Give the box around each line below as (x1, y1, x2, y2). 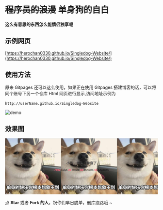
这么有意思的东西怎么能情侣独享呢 (5, 21, 73, 27)
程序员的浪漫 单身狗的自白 (5, 4, 109, 16)
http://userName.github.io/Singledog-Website (5, 101, 98, 106)
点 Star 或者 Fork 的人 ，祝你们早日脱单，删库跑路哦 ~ (5, 199, 113, 205)
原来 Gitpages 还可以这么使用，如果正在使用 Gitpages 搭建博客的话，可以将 (5, 84, 156, 90)
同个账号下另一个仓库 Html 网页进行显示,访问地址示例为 (5, 90, 116, 96)
